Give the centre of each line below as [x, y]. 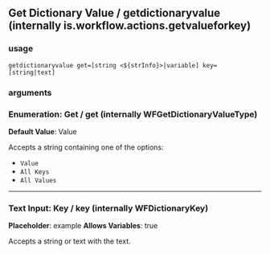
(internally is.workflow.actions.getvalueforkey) [130, 26]
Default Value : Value [43, 131]
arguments [30, 92]
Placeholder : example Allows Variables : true [83, 226]
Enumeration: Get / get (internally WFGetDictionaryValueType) [133, 114]
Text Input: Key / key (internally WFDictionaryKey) [108, 208]
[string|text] [32, 72]
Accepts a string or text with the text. [70, 241]
